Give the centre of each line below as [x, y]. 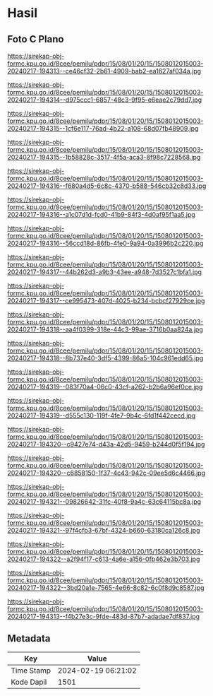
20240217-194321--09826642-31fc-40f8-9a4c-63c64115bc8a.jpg [104, 502]
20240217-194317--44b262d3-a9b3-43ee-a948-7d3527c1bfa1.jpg [105, 272]
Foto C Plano [36, 39]
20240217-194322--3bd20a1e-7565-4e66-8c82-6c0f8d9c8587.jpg [106, 588]
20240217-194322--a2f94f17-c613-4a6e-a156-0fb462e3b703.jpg [104, 559]
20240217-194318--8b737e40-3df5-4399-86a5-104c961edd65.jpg [105, 358]
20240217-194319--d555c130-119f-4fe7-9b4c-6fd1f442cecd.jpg [102, 415]
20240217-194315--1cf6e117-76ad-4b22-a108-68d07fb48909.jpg [103, 128]
